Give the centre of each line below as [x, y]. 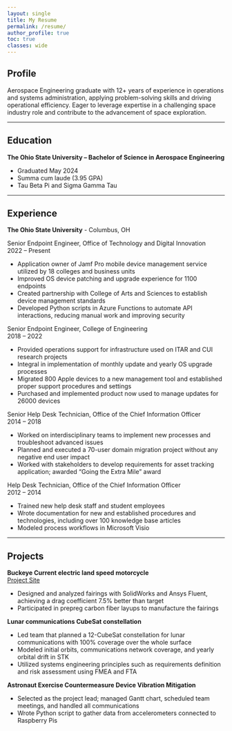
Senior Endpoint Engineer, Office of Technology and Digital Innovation [106, 243]
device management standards [61, 301]
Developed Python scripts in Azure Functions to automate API [105, 308]
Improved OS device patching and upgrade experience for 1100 [107, 279]
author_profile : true [38, 33]
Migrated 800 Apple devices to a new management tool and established [119, 379]
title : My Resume [32, 20]
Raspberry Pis [37, 721]
